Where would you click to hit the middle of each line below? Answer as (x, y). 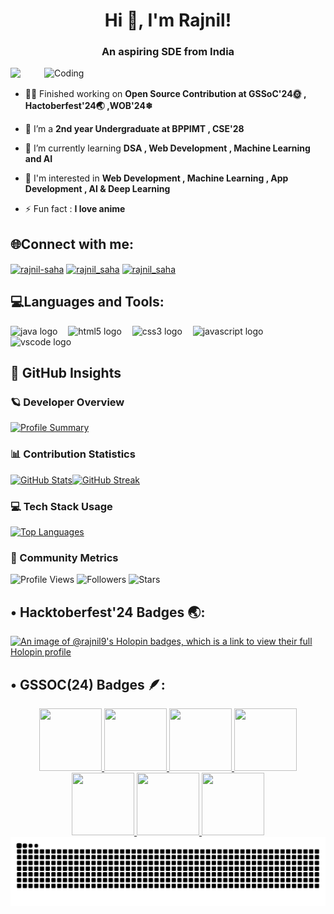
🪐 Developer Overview (67, 402)
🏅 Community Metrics (64, 557)
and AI (38, 159)
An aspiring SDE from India (168, 52)
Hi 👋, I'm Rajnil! (168, 20)
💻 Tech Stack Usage (61, 506)
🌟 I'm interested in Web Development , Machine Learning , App (156, 178)
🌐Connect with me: (72, 244)
